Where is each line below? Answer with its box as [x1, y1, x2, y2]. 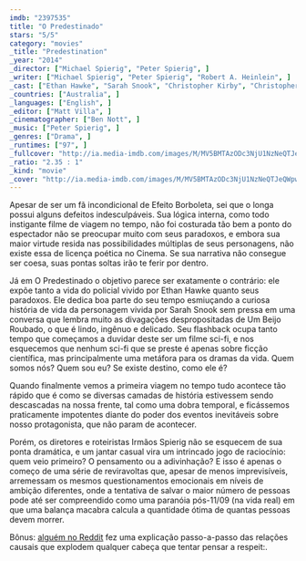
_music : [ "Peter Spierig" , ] [9, 124, 120, 133]
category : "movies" [9, 38, 84, 48]
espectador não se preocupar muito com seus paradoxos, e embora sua [9, 229, 280, 240]
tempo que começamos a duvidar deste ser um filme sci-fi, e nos [9, 334, 255, 345]
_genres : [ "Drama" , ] [9, 132, 92, 141]
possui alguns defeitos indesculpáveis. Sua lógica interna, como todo [9, 209, 270, 220]
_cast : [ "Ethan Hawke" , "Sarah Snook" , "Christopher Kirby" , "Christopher [9, 81, 300, 90]
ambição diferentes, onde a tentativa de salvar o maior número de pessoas [9, 485, 291, 496]
